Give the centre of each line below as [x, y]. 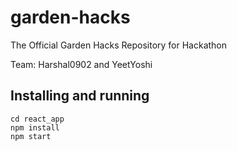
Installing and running [80, 96]
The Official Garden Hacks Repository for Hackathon [119, 45]
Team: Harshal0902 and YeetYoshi [81, 64]
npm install [35, 127]
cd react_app [37, 119]
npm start [31, 136]
